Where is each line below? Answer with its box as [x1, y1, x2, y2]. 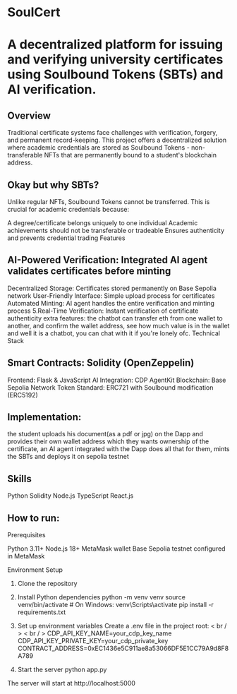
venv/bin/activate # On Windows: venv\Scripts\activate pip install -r [17, 601, 214, 609]
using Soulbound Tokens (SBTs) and [7, 66, 224, 83]
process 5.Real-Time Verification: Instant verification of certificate [7, 306, 199, 315]
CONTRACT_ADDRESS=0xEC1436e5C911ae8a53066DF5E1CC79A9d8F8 [17, 644, 229, 653]
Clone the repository [17, 580, 78, 588]
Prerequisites [7, 531, 46, 539]
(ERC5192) [7, 390, 39, 399]
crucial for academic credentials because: [7, 205, 130, 213]
